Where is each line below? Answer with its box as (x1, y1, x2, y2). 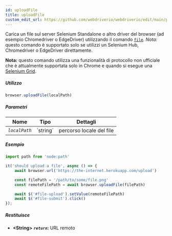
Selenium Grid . (5, 68, 37, 74)
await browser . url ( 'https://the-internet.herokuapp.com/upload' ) (14, 168, 157, 173)
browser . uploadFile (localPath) (5, 93, 72, 98)
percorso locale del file (58, 127, 114, 134)
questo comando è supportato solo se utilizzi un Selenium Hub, (5, 42, 139, 48)
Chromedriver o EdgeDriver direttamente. (5, 47, 93, 54)
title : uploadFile (5, 12, 45, 17)
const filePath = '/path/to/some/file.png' (14, 177, 109, 182)
